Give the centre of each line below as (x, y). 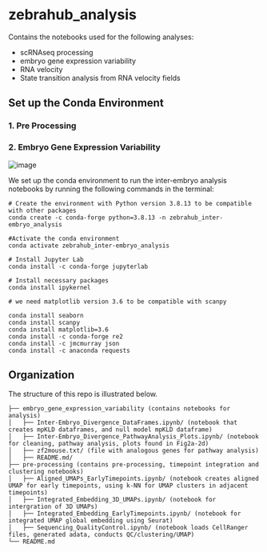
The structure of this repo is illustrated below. (83, 394)
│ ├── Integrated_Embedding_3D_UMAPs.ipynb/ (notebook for (112, 500)
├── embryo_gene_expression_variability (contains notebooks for (119, 409)
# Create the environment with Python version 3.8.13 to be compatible (130, 203)
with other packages (43, 210)
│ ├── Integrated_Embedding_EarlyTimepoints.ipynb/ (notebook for (125, 514)
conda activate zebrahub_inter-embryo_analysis (89, 246)
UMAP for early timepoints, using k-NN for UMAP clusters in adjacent (128, 486)
